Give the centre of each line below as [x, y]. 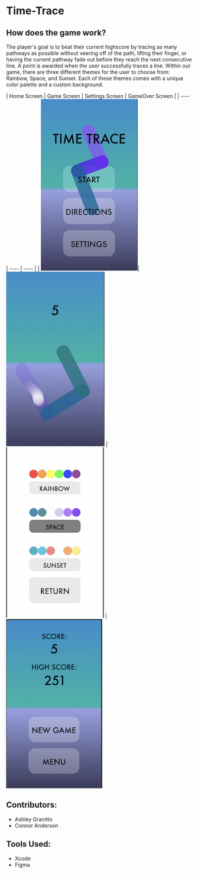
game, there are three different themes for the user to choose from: [88, 72]
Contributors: [32, 805]
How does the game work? [56, 33]
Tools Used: [29, 844]
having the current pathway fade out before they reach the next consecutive [99, 59]
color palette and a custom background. [55, 85]
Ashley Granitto [33, 819]
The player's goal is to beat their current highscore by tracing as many [92, 47]
